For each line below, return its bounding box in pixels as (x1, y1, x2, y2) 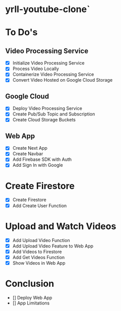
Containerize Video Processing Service (12, 72, 94, 78)
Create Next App (12, 145, 48, 151)
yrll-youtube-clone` (5, 4, 90, 15)
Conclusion (5, 278, 54, 289)
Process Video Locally (12, 66, 59, 72)
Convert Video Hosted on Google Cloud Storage (12, 77, 113, 83)
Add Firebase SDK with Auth (12, 156, 72, 162)
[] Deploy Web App (12, 294, 52, 300)
